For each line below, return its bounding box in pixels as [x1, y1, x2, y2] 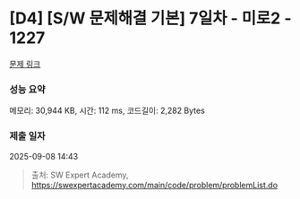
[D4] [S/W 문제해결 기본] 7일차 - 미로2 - [9, 8, 292, 29]
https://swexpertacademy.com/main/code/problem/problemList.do [30, 179, 279, 190]
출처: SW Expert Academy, [30, 169, 129, 180]
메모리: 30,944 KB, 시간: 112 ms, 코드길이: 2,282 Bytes [9, 105, 206, 117]
